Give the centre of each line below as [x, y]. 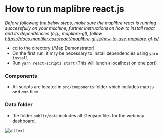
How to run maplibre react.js [65, 9]
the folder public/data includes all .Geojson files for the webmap [78, 115]
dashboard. [24, 121]
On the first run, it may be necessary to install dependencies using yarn [85, 53]
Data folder [19, 105]
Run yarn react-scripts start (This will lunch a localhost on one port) [84, 63]
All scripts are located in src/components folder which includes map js [83, 87]
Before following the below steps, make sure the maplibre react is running [81, 23]
